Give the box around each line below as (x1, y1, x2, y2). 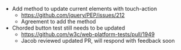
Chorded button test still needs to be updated (11, 24, 125, 31)
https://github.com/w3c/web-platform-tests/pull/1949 (21, 31, 155, 38)
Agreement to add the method (21, 18, 97, 25)
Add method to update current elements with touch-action (11, 5, 157, 12)
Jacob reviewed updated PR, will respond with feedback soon (21, 37, 175, 44)
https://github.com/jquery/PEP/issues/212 (21, 11, 125, 19)
